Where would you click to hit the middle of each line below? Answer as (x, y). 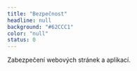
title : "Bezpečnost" (38, 14)
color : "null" (28, 33)
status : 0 (22, 40)
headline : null (30, 20)
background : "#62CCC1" (40, 27)
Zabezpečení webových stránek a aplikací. (69, 60)
